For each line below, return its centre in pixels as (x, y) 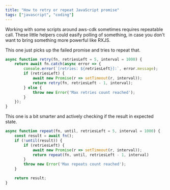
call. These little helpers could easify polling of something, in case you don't (85, 35)
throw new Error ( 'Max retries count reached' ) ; (84, 92)
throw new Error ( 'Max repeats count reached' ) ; (75, 164)
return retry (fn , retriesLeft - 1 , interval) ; (83, 83)
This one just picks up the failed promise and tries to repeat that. (73, 50)
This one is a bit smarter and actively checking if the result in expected (79, 116)
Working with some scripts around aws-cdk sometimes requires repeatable (84, 29)
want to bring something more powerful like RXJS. (58, 40)
